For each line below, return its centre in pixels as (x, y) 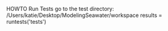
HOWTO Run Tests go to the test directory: (60, 9)
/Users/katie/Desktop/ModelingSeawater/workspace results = (84, 15)
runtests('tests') (27, 22)
